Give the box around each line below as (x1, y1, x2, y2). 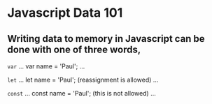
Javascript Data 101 (7, 5, 123, 21)
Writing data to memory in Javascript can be (7, 33, 205, 45)
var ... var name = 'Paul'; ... (7, 62, 85, 70)
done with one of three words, (7, 43, 141, 55)
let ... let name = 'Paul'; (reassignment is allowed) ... (7, 75, 159, 84)
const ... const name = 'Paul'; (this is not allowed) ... (7, 89, 156, 97)
